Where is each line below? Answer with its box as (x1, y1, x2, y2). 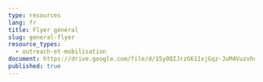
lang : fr (8, 19, 37, 27)
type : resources (8, 11, 61, 20)
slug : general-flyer (8, 33, 76, 41)
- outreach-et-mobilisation (15, 48, 107, 55)
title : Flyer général (8, 26, 79, 34)
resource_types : (8, 41, 61, 48)
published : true (8, 62, 61, 70)
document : (8, 55, 41, 63)
